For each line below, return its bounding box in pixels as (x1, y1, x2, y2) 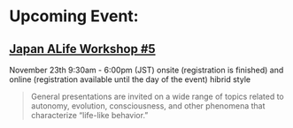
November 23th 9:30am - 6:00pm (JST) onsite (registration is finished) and (9, 64, 284, 75)
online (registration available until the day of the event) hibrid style (9, 74, 251, 85)
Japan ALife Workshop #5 (9, 41, 157, 56)
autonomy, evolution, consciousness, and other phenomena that (30, 101, 266, 111)
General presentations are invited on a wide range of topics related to (30, 91, 285, 102)
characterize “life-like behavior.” (30, 110, 149, 120)
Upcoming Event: (9, 6, 139, 26)
